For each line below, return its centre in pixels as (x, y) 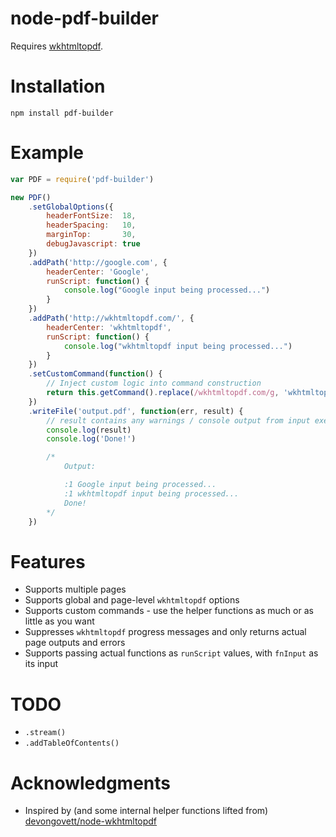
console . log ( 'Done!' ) (91, 439)
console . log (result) (89, 430)
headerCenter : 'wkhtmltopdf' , (109, 327)
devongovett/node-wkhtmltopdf (91, 821)
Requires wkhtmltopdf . (57, 46)
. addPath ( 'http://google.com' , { (98, 262)
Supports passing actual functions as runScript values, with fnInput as (171, 653)
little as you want (59, 621)
